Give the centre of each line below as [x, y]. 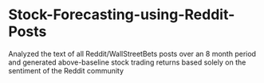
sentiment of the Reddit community [66, 70]
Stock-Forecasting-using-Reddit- [122, 15]
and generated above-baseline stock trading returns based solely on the [127, 62]
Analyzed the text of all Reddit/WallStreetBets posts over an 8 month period [132, 53]
